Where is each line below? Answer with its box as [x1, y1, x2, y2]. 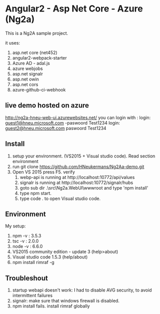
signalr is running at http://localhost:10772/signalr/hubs [19, 179, 134, 185]
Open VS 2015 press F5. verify [12, 168, 75, 175]
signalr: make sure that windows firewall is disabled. [12, 298, 120, 304]
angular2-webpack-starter [12, 54, 67, 60]
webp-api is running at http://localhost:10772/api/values [19, 174, 135, 180]
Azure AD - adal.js [12, 60, 50, 66]
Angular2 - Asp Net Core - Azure [5, 3, 143, 14]
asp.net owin [12, 76, 39, 82]
